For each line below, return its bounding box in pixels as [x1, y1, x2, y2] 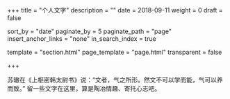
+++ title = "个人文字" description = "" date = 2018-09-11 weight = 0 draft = [7, 6, 224, 14]
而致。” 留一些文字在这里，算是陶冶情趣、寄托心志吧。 [7, 84, 161, 92]
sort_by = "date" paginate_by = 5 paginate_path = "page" [7, 27, 172, 35]
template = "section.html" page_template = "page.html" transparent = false [7, 48, 222, 56]
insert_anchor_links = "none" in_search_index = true [7, 35, 156, 43]
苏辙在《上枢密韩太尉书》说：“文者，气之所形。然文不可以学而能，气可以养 [7, 75, 224, 84]
